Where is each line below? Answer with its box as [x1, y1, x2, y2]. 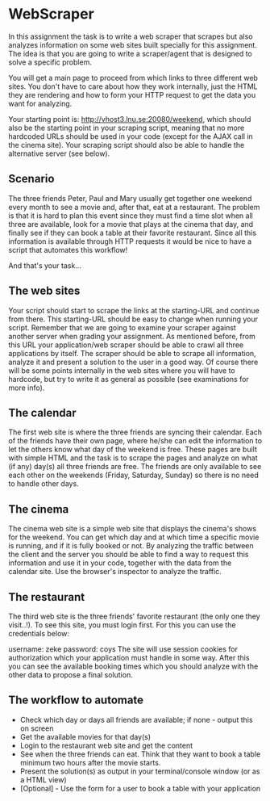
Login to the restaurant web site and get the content [19, 740, 193, 750]
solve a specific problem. [8, 57, 93, 67]
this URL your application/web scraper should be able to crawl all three [8, 340, 244, 350]
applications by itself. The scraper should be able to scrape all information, [8, 348, 256, 358]
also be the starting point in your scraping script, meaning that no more [8, 123, 245, 132]
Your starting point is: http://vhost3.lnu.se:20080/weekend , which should [8, 114, 251, 124]
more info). [8, 383, 45, 392]
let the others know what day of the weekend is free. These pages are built [8, 445, 258, 455]
